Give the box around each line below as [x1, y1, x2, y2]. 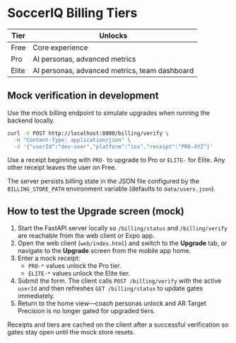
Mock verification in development [7, 90, 159, 102]
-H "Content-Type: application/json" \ [13, 136, 131, 143]
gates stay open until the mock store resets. [7, 328, 136, 337]
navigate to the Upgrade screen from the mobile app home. [17, 247, 191, 255]
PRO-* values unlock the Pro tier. [28, 262, 122, 270]
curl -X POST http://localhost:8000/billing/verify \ [7, 130, 170, 137]
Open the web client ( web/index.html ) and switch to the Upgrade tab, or [17, 239, 228, 247]
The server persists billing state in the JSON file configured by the [7, 177, 200, 186]
